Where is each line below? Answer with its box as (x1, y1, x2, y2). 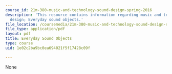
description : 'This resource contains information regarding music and (5, 12, 161, 17)
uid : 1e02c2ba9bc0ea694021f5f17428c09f (5, 45, 91, 51)
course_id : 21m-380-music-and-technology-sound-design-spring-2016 (5, 7, 153, 13)
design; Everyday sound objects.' (10, 17, 83, 22)
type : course (5, 41, 33, 46)
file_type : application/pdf (5, 27, 66, 32)
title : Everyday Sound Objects (5, 36, 72, 41)
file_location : (5, 21, 38, 27)
